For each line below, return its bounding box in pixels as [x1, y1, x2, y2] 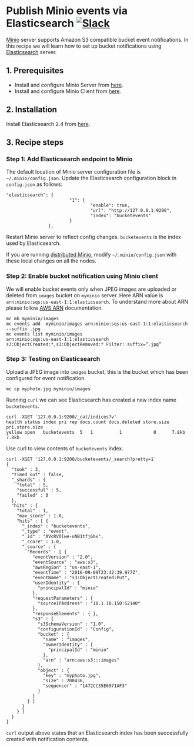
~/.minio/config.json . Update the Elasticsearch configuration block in [6, 175, 177, 182]
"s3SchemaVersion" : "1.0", [37, 621, 107, 627]
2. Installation [6, 105, 58, 115]
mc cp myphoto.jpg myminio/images [6, 386, 91, 392]
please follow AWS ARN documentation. [6, 304, 103, 311]
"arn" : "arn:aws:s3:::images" [43, 657, 119, 663]
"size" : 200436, [43, 678, 85, 683]
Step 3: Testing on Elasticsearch [6, 355, 101, 363]
